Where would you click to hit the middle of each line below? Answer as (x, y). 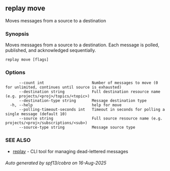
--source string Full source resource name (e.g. (91, 119)
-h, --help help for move (66, 105)
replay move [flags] (27, 60)
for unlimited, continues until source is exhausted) (64, 88)
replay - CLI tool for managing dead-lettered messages (70, 151)
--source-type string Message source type (77, 127)
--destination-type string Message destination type (82, 101)
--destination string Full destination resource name (89, 92)
